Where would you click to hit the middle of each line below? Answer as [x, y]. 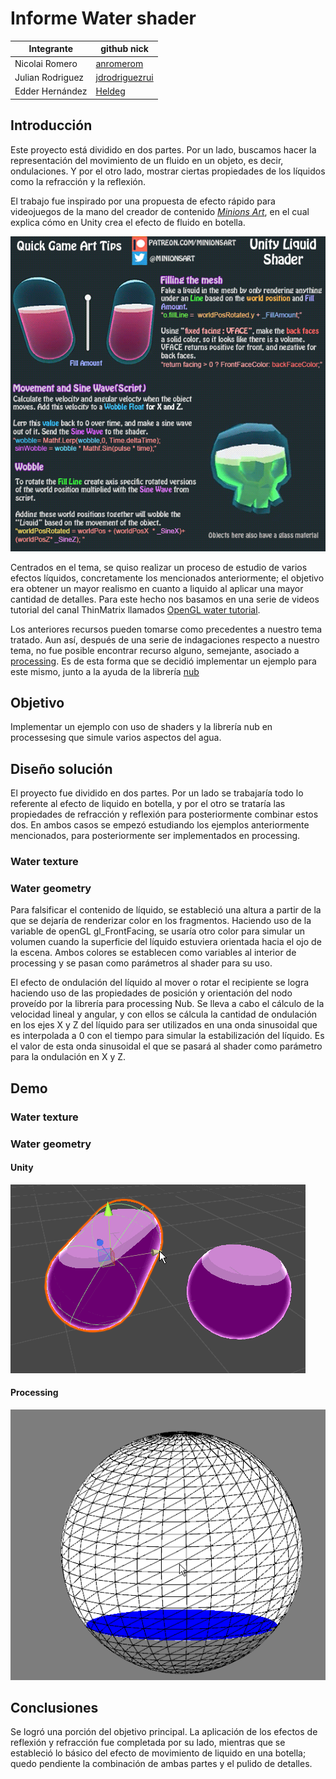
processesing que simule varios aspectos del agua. [116, 738]
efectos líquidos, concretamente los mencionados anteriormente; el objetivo [167, 578]
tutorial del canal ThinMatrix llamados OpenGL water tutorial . [135, 609]
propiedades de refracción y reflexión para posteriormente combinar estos [164, 814]
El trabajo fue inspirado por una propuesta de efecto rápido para [143, 201]
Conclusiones [54, 1708]
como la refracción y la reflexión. [78, 181]
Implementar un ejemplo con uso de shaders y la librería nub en [141, 727]
